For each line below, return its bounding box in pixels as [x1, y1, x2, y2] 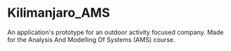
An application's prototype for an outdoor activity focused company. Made [7, 28, 224, 36]
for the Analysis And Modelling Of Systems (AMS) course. [7, 35, 175, 43]
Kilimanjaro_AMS [7, 5, 111, 21]
